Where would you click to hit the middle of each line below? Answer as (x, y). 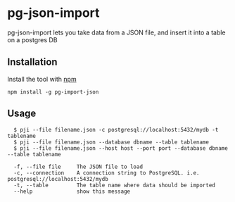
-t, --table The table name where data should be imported (115, 185)
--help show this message (72, 191)
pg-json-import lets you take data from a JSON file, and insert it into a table (117, 32)
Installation (32, 62)
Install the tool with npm (42, 79)
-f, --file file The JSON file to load (78, 167)
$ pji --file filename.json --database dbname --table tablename (112, 142)
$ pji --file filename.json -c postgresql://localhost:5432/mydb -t (116, 130)
